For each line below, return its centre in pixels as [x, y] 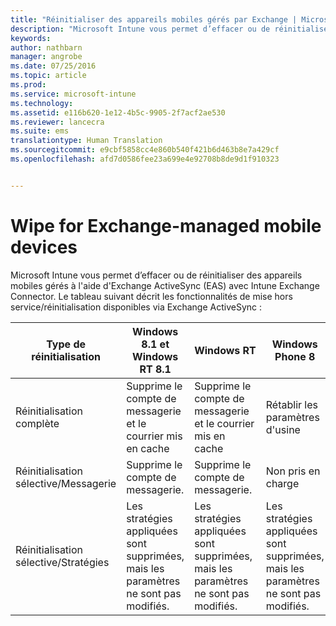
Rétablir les [291, 404]
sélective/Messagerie [66, 483]
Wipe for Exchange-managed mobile [166, 225]
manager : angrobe [46, 57]
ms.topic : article [48, 76]
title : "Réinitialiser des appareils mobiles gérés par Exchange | [154, 19]
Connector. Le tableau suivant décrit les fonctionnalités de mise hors [151, 296]
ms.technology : [42, 103]
